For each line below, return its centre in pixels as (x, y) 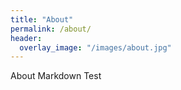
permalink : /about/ (51, 29)
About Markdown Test (56, 76)
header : (26, 38)
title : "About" (42, 19)
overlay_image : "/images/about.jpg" (95, 47)
